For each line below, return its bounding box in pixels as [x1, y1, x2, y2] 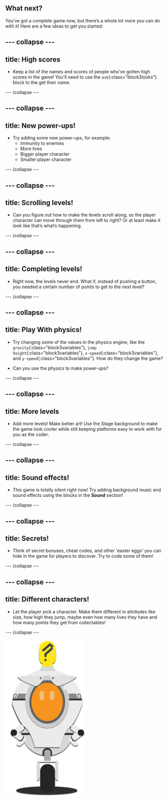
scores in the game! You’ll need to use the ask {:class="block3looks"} [12, 74, 157, 80]
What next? [5, 4, 43, 13]
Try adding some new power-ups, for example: [12, 135, 111, 141]
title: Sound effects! [5, 473, 70, 482]
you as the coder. [12, 431, 49, 437]
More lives [20, 146, 42, 152]
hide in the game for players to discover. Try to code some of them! [12, 553, 154, 559]
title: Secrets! [5, 534, 49, 543]
